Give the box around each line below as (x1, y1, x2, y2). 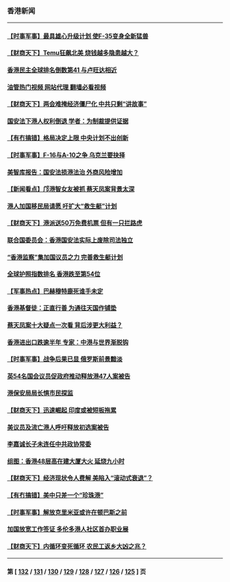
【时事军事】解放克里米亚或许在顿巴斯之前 (7, 508, 127, 516)
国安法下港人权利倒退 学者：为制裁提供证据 (7, 117, 129, 125)
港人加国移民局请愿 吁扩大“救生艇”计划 (7, 201, 118, 210)
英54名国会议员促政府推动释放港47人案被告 (7, 372, 131, 380)
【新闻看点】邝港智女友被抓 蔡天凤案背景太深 (7, 185, 135, 193)
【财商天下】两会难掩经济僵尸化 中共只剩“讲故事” (7, 100, 147, 108)
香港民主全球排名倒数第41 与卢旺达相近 (7, 66, 118, 74)
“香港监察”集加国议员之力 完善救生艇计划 (7, 253, 123, 261)
